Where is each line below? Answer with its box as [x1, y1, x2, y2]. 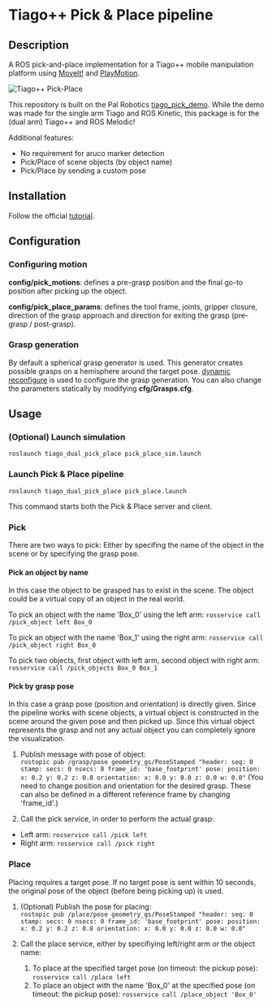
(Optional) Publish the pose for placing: [19, 901, 152, 911]
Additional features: [8, 132, 75, 142]
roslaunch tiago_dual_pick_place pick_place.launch [8, 487, 187, 495]
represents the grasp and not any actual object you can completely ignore [8, 725, 256, 735]
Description [8, 38, 69, 52]
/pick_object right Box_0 [8, 641, 96, 649]
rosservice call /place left [32, 973, 132, 981]
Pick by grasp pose [8, 681, 75, 691]
